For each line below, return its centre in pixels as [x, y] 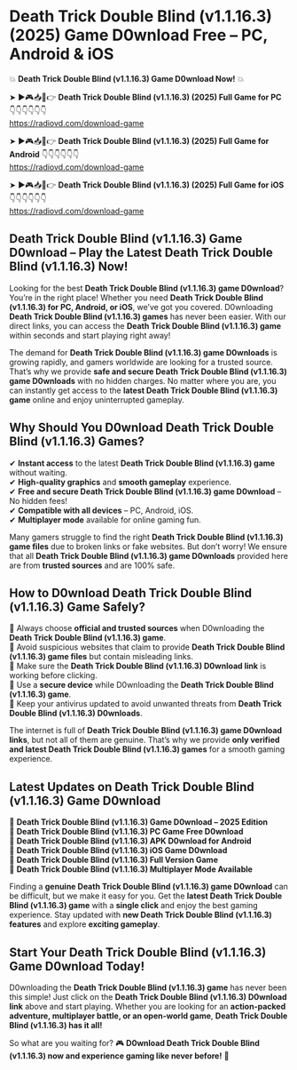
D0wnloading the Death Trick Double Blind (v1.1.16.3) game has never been [148, 987]
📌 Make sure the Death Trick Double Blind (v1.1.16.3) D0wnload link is [138, 666]
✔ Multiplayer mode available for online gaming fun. [105, 519]
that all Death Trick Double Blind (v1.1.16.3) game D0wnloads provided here [148, 555]
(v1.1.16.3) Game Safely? [78, 607]
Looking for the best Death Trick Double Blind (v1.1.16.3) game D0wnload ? [147, 288]
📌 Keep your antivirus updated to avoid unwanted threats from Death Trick [145, 704]
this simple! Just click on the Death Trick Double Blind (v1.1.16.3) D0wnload [148, 997]
